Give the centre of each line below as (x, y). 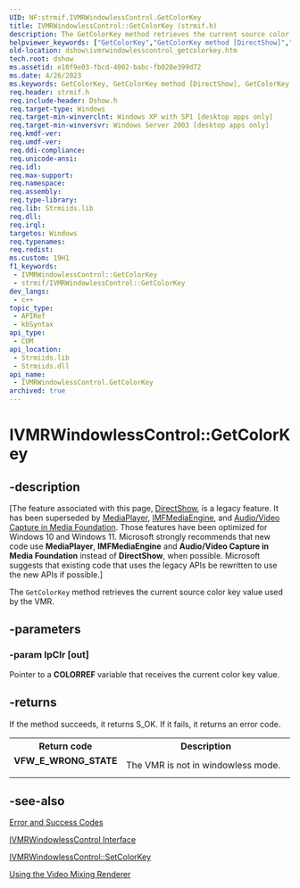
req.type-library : (43, 200)
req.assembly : (36, 192)
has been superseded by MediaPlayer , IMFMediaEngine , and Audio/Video (145, 518)
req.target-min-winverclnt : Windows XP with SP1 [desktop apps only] (142, 117)
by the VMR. (32, 602)
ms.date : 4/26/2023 (46, 76)
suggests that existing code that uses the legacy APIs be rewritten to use (143, 565)
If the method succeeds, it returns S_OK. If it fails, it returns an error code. (145, 724)
